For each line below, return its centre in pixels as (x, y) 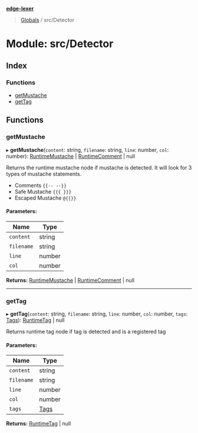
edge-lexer (20, 9)
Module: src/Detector (60, 44)
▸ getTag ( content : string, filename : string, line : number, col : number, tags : (97, 314)
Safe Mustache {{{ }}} (43, 191)
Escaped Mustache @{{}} (45, 198)
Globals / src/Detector (47, 20)
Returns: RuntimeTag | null (39, 424)
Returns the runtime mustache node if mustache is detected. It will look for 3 (99, 167)
